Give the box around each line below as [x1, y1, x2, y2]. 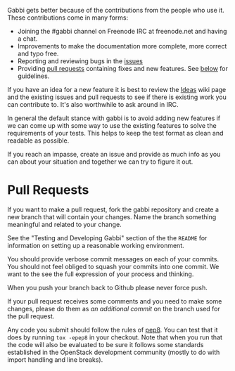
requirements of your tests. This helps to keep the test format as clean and [7, 129, 224, 137]
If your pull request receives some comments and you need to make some [7, 297, 222, 305]
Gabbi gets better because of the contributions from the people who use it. [7, 6, 225, 14]
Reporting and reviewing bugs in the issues [17, 57, 143, 65]
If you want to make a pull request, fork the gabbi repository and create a [7, 205, 220, 214]
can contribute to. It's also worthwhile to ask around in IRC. [7, 100, 179, 108]
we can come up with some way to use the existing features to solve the [7, 122, 217, 129]
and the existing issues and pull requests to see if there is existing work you [7, 93, 227, 101]
